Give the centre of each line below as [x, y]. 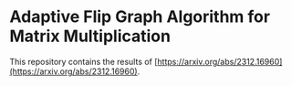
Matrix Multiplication [90, 36]
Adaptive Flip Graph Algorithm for [140, 17]
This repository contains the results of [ [83, 61]
